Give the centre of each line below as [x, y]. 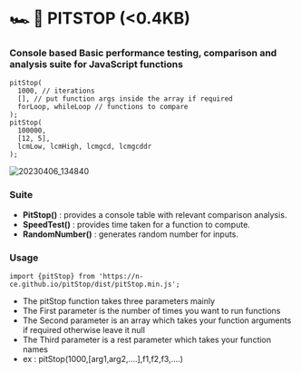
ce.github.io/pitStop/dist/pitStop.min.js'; [95, 285]
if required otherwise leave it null [83, 330]
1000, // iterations [56, 91]
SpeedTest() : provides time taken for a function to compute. [136, 224]
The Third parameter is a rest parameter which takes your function [147, 340]
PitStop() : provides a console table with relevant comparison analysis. [155, 214]
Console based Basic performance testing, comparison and [143, 54]
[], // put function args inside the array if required [125, 99]
